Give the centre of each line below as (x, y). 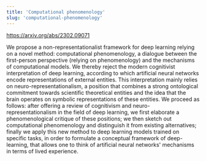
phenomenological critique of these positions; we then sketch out (89, 118)
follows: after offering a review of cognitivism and (69, 105)
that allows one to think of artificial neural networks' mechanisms (112, 144)
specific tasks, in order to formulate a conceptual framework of (86, 138)
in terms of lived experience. (42, 151)
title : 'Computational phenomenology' (56, 12)
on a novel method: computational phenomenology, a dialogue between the (102, 53)
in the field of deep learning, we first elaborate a (119, 112)
